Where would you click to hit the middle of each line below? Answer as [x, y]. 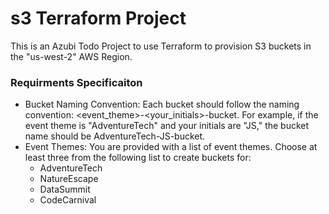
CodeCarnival [68, 200]
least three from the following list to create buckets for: [138, 158]
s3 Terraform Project [98, 18]
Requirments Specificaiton [76, 82]
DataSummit [65, 189]
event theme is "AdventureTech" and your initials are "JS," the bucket [167, 126]
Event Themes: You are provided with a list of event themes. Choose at [171, 147]
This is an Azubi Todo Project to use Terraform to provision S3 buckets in [161, 46]
